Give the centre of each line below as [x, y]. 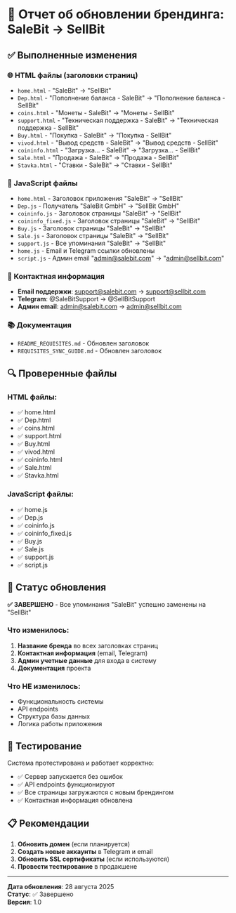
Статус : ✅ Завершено [40, 894]
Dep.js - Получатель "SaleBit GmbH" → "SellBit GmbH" [98, 206]
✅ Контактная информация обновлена [75, 800]
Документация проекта [54, 668]
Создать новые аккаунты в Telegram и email [85, 851]
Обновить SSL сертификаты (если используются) [93, 859]
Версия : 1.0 [25, 902]
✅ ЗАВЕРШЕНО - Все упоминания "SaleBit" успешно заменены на [106, 604]
